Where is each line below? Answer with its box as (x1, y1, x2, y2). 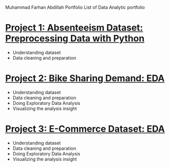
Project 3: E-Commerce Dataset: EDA (5, 123, 165, 135)
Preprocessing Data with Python (5, 33, 145, 45)
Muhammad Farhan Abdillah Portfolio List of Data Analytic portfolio (5, 5, 145, 10)
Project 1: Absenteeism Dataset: (5, 22, 143, 33)
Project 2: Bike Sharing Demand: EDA (5, 73, 165, 84)
